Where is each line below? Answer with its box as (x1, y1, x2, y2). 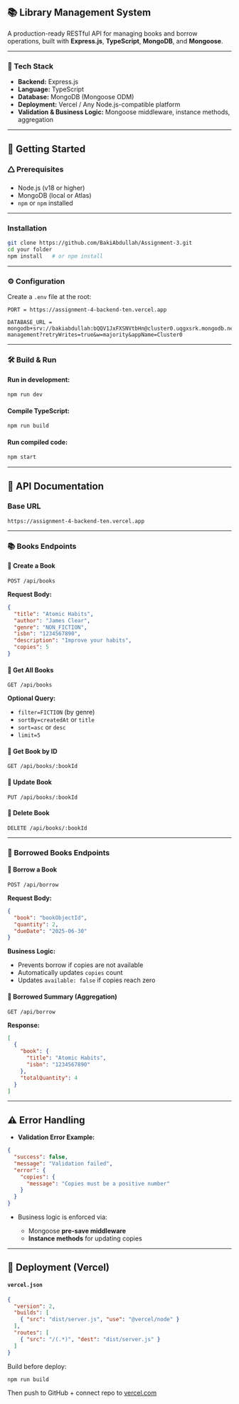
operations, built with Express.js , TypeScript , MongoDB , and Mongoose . (7, 36, 223, 45)
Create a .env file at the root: (7, 293, 92, 301)
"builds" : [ (14, 1309, 50, 1316)
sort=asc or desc (17, 723, 66, 732)
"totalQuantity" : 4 (20, 1074, 78, 1081)
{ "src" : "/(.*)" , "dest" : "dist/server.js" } (20, 1335, 161, 1343)
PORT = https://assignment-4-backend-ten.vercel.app (7, 306, 167, 313)
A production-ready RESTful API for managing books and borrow (7, 29, 198, 38)
